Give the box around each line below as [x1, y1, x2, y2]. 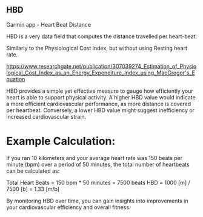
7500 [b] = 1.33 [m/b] [6, 185, 59, 193]
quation [6, 75, 25, 82]
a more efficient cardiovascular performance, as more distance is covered [6, 100, 191, 107]
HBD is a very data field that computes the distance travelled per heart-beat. [6, 33, 198, 40]
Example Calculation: [6, 135, 116, 148]
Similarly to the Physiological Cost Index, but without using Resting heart [6, 44, 188, 52]
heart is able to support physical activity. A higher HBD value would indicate [6, 93, 196, 101]
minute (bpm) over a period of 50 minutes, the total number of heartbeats [6, 161, 190, 168]
